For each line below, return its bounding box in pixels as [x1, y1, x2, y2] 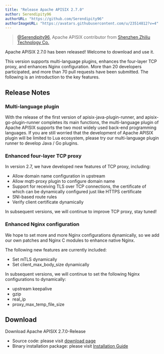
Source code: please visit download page [12, 338, 96, 344]
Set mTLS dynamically [12, 256, 57, 262]
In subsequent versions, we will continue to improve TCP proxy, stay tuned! [5, 209, 157, 215]
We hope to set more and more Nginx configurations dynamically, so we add [5, 232, 160, 238]
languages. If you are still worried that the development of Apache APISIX [5, 129, 153, 135]
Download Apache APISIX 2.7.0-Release [5, 329, 86, 334]
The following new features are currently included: [5, 247, 107, 253]
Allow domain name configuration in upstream [12, 173, 105, 179]
